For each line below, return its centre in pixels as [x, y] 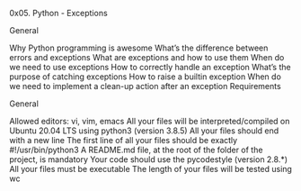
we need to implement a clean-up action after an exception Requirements [145, 86]
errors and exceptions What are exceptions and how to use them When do [147, 57]
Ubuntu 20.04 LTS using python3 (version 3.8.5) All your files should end [144, 131]
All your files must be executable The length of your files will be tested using [150, 169]
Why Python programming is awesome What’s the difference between [139, 48]
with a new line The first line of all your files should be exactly [124, 140]
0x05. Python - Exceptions [58, 13]
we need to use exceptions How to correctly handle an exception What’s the [150, 67]
